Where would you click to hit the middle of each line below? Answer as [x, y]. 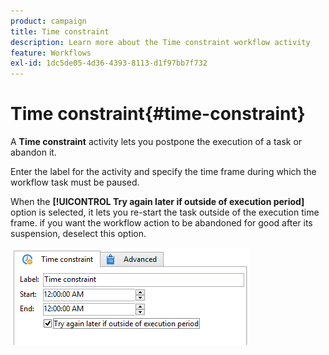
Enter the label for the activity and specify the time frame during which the [163, 172]
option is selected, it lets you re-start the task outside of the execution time [165, 212]
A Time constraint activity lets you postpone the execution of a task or [156, 142]
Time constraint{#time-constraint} [158, 114]
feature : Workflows [51, 53]
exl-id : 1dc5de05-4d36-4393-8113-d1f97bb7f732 [109, 63]
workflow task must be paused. [75, 182]
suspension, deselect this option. [78, 234]
